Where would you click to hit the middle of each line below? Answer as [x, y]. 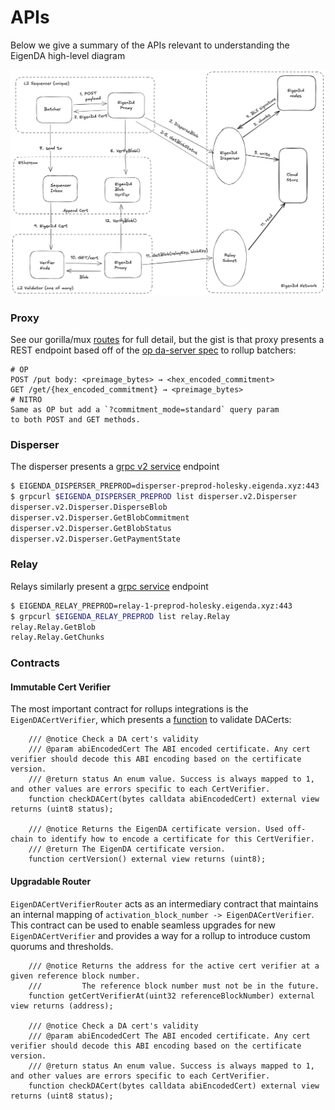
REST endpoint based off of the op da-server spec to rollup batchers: [153, 350]
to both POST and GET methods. [75, 420]
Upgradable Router [51, 882]
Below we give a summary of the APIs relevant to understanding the [150, 45]
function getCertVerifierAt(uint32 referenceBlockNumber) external [171, 996]
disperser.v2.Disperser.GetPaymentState [96, 539]
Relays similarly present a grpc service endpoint [109, 586]
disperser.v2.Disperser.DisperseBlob [89, 507]
